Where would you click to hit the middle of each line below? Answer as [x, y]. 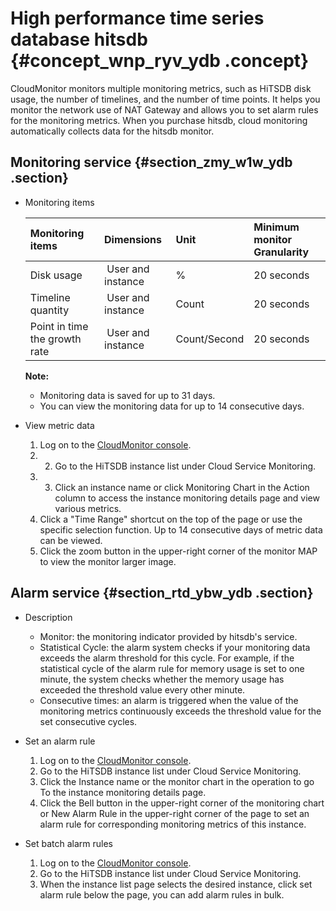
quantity [49, 310]
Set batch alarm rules [68, 843]
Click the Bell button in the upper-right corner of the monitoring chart [182, 803]
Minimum [276, 227]
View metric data [59, 425]
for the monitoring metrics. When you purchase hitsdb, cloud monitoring [159, 120]
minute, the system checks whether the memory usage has [162, 679]
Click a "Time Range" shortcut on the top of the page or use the [171, 519]
